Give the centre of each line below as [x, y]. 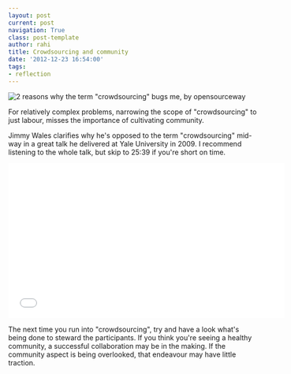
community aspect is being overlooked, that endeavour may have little [122, 354]
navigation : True [37, 30]
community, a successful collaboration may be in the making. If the [117, 346]
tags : [17, 67]
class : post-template [44, 37]
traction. [22, 362]
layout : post [30, 15]
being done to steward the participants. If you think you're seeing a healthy [130, 337]
